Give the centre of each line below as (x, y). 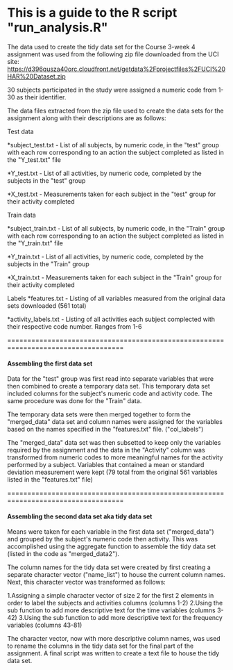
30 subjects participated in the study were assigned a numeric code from (112, 90)
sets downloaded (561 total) (47, 305)
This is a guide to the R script (92, 13)
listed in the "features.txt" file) (50, 480)
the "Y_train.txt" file (35, 243)
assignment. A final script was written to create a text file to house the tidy (113, 653)
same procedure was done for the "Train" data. (75, 401)
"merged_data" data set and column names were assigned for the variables (115, 422)
